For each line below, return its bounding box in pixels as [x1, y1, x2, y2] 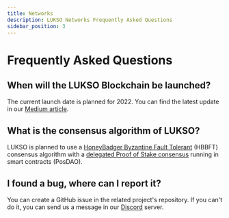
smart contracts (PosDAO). [7, 158, 83, 166]
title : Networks [7, 10, 53, 17]
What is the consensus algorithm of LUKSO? [7, 125, 200, 136]
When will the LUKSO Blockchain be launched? [7, 80, 211, 91]
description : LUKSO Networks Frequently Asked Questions [7, 16, 173, 23]
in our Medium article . [7, 105, 69, 113]
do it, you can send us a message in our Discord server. [7, 203, 164, 211]
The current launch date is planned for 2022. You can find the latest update [7, 97, 219, 106]
